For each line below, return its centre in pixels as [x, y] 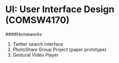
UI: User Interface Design [60, 9]
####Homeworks [24, 34]
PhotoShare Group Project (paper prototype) [59, 49]
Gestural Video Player [35, 55]
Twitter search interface [38, 44]
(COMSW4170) [38, 20]
